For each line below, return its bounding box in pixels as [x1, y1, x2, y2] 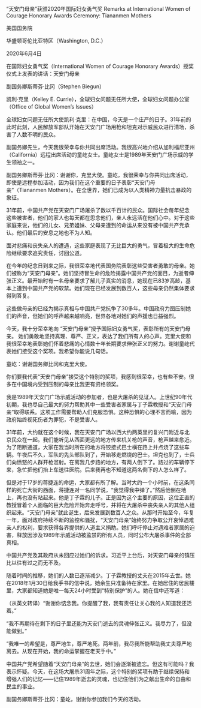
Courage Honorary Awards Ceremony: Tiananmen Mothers [6, 12, 151, 19]
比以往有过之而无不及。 [6, 559, 64, 566]
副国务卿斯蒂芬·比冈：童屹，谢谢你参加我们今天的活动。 [6, 695, 145, 703]
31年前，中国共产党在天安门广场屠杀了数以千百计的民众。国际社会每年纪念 [6, 206, 190, 214]
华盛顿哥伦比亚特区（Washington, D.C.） [6, 37, 106, 44]
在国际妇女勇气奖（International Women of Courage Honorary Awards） [6, 62, 184, 70]
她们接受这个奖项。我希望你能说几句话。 [11, 347, 111, 355]
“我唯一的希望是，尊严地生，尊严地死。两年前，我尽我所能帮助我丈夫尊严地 [6, 640, 193, 647]
